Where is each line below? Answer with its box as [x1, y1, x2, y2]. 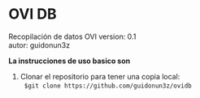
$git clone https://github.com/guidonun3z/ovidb [24, 82, 193, 90]
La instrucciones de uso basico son [8, 56, 131, 66]
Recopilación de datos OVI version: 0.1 [8, 32, 137, 41]
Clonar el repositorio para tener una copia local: [20, 71, 180, 81]
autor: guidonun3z [8, 40, 71, 49]
